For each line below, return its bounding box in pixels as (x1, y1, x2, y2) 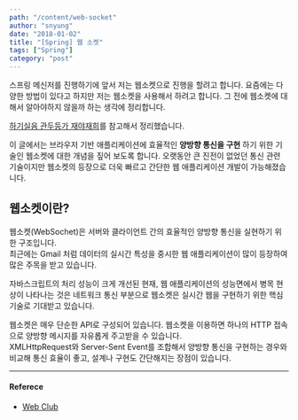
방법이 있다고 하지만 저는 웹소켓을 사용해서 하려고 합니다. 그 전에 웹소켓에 (25, 90, 279, 101)
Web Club (21, 401, 59, 412)
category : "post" (9, 54, 74, 63)
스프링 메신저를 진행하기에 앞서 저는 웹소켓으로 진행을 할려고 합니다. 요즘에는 (9, 80, 275, 89)
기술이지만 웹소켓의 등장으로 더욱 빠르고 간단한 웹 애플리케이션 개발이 (9, 161, 248, 172)
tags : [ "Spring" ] (9, 46, 74, 55)
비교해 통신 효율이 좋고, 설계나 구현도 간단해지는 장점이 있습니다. (9, 352, 232, 363)
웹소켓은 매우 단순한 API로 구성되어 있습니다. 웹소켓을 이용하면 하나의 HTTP (9, 319, 272, 330)
